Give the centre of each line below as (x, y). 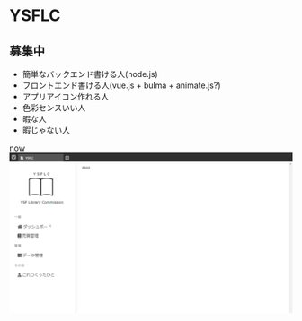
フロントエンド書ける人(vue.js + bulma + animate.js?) (121, 85)
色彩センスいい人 (54, 108)
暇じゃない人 (46, 130)
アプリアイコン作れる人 (66, 96)
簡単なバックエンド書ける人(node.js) (90, 74)
